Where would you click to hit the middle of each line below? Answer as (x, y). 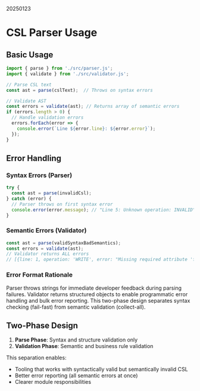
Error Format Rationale (40, 275)
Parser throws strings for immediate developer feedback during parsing (94, 288)
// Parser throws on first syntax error (62, 204)
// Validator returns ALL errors (48, 254)
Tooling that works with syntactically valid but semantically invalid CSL (101, 370)
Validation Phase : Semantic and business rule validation (84, 346)
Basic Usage (30, 55)
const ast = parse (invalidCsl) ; (52, 193)
